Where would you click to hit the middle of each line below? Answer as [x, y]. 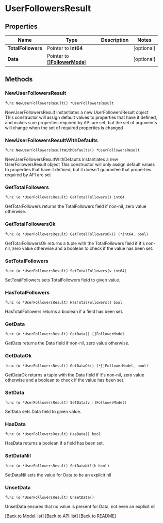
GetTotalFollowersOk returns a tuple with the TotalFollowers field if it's [75, 243]
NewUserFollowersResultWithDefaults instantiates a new [62, 159]
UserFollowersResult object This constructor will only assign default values [80, 164]
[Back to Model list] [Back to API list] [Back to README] [61, 516]
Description [115, 40]
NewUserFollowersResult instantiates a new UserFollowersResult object [77, 112]
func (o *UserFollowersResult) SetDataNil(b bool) [57, 466]
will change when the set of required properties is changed [64, 128]
